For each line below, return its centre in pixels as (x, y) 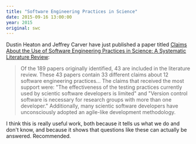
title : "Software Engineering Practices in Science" (72, 11)
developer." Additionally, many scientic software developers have (99, 106)
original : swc (23, 28)
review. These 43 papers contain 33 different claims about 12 (94, 75)
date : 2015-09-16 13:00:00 (39, 17)
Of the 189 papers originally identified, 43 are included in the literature (105, 69)
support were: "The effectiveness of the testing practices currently (101, 87)
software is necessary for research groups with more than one (96, 100)
